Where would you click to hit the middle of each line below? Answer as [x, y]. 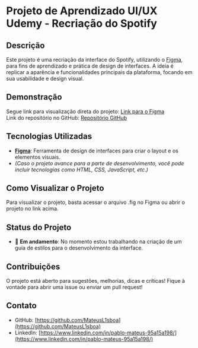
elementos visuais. [37, 157]
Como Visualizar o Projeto [55, 188]
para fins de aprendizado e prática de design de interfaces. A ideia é [90, 66]
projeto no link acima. [33, 209]
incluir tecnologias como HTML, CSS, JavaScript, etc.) [81, 170]
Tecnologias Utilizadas [49, 137]
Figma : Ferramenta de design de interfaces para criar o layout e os [97, 151]
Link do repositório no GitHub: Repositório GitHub [67, 117]
